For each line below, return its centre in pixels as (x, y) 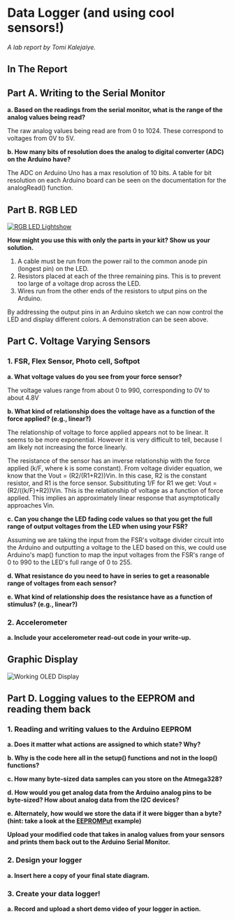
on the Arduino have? (39, 160)
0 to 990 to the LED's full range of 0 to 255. (70, 562)
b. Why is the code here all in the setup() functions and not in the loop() (112, 758)
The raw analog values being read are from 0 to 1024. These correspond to (115, 131)
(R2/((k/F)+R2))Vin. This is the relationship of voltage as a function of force (115, 490)
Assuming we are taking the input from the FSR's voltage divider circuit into (116, 540)
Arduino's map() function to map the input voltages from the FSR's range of (116, 555)
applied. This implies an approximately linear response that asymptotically (114, 498)
